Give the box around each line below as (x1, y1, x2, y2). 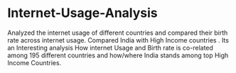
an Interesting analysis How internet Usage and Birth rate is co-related (7, 43, 213, 52)
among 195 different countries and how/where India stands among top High (7, 51, 229, 60)
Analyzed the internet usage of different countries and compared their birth (7, 28, 228, 37)
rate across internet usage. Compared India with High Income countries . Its (7, 35, 230, 44)
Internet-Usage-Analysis (7, 5, 158, 21)
